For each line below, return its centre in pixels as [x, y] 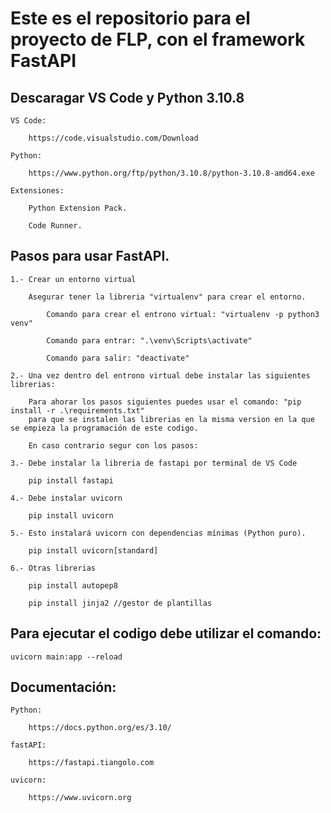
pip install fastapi [71, 480]
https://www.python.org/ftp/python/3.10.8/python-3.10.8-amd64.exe [171, 173]
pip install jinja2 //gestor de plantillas [120, 603]
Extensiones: [37, 191]
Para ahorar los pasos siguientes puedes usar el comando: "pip [165, 402]
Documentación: [63, 687]
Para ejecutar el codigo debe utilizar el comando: [166, 633]
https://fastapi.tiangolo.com [91, 763]
